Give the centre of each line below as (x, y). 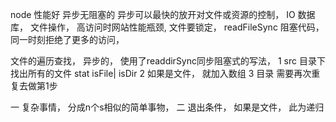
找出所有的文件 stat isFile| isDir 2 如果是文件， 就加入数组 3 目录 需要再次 (161, 73)
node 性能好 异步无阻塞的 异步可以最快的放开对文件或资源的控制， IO (153, 14)
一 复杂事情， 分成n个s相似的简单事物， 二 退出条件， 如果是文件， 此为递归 (167, 107)
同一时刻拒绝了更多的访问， (67, 39)
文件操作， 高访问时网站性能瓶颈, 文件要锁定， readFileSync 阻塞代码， (177, 27)
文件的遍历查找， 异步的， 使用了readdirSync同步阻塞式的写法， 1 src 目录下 (168, 61)
